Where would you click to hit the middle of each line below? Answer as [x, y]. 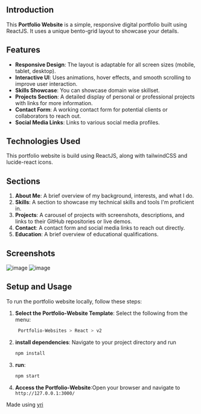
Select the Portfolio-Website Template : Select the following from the [101, 313]
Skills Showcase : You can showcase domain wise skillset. [87, 90]
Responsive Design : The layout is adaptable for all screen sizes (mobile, [105, 64]
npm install [30, 353]
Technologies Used [43, 141]
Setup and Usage [39, 287]
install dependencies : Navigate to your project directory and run [96, 342]
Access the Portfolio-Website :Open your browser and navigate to [97, 387]
